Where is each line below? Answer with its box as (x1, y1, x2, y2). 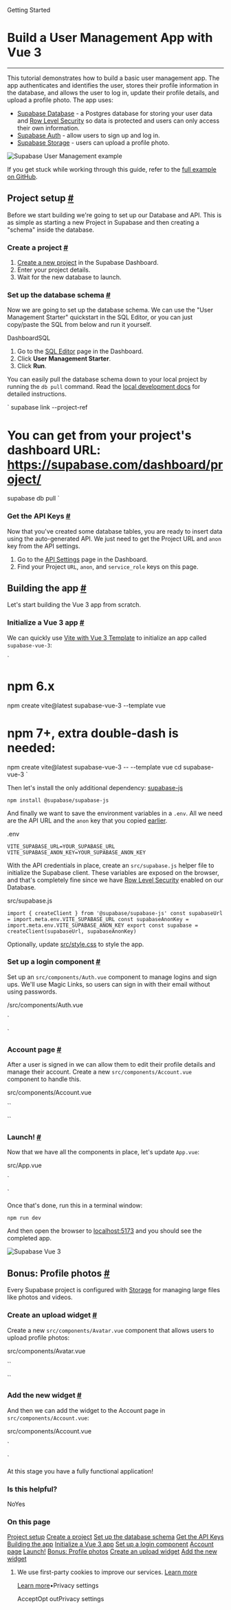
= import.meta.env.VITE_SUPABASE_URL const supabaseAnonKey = (7, 916, 189, 923)
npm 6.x (7, 678, 55, 694)
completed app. (7, 1234, 52, 1242)
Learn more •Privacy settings (16, 1582, 99, 1590)
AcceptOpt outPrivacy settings (16, 1595, 104, 1603)
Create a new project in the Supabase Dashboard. (16, 259, 159, 267)
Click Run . (16, 362, 47, 370)
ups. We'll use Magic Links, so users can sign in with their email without (7, 980, 210, 988)
